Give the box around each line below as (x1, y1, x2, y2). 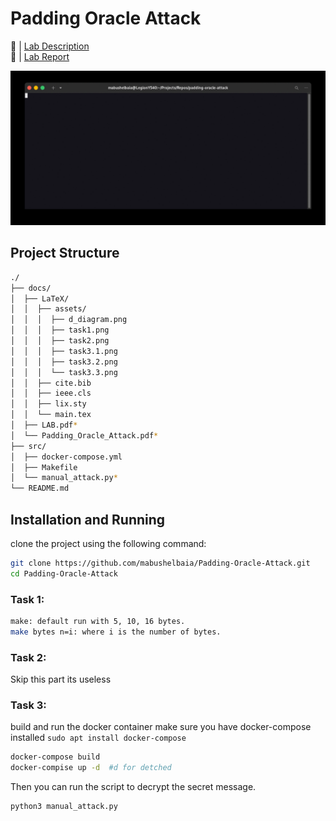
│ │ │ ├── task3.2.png (10, 357, 118, 367)
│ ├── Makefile (10, 462, 78, 472)
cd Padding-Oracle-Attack (10, 568, 118, 579)
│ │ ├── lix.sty (10, 399, 87, 409)
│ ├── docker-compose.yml (10, 452, 123, 462)
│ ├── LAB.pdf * (10, 420, 78, 431)
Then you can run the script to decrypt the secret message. (10, 781, 257, 793)
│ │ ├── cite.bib (10, 378, 92, 388)
